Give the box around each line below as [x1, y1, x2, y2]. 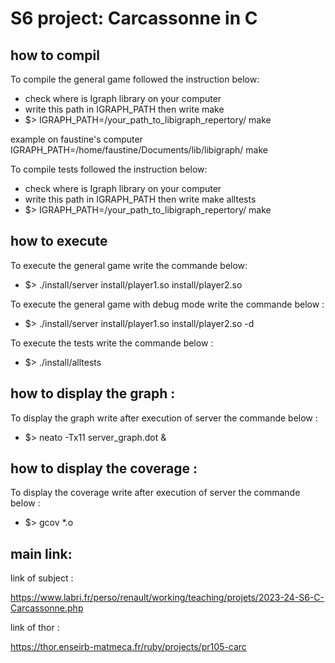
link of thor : [10, 622, 60, 634]
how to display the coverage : [10, 460, 198, 477]
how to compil [10, 47, 100, 64]
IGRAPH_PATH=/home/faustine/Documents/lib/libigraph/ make [10, 144, 268, 156]
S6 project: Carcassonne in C [10, 7, 258, 30]
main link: [10, 545, 73, 562]
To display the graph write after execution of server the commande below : [10, 412, 318, 424]
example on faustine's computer [10, 133, 143, 145]
